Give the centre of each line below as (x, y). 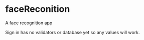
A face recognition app (29, 23)
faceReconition (38, 9)
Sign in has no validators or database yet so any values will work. (73, 32)
